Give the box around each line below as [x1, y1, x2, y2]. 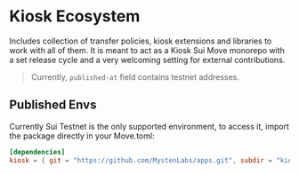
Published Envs [9, 98, 97, 113]
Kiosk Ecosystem [9, 6, 141, 27]
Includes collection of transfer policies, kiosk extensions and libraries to [9, 36, 272, 46]
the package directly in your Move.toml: [9, 130, 155, 141]
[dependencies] [9, 147, 66, 156]
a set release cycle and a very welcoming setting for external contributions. [9, 54, 286, 65]
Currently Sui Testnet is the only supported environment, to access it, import [9, 121, 289, 131]
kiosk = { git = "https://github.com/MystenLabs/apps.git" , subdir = [9, 155, 273, 165]
